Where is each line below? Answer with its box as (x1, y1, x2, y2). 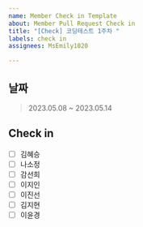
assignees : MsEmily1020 (8, 42, 89, 50)
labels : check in (8, 34, 67, 43)
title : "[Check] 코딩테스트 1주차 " (8, 27, 120, 35)
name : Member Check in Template (8, 11, 117, 20)
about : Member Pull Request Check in (8, 19, 136, 28)
